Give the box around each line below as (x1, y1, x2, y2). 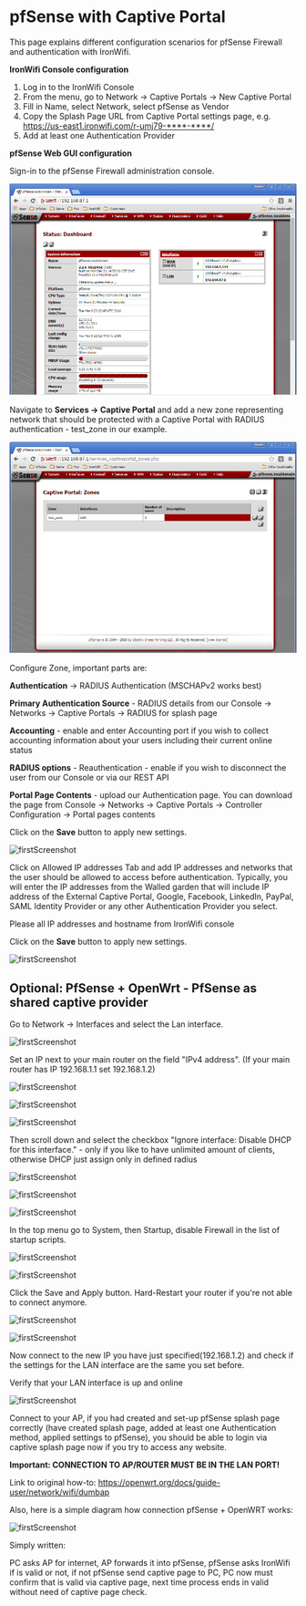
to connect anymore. (9, 1297, 88, 1308)
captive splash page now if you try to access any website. (9, 1441, 228, 1452)
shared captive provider (9, 994, 148, 1010)
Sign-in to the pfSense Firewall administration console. (9, 165, 215, 176)
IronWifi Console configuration (9, 64, 129, 75)
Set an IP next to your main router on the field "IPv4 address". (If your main (9, 1053, 291, 1064)
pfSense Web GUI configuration (9, 148, 132, 159)
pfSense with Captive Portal (9, 6, 226, 27)
